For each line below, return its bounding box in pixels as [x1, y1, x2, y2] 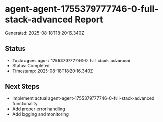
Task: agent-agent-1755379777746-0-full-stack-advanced [12, 58, 131, 63]
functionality [12, 100, 38, 106]
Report [75, 14, 104, 25]
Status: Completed [12, 62, 50, 68]
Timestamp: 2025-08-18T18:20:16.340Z [12, 68, 93, 74]
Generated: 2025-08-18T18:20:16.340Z [5, 30, 84, 36]
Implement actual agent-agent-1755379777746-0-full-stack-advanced [12, 95, 155, 101]
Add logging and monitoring [12, 111, 69, 117]
